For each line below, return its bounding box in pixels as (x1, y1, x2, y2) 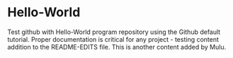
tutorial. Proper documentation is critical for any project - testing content (7, 35, 220, 43)
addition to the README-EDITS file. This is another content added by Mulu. (7, 42, 227, 51)
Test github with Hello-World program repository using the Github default (7, 28, 221, 36)
